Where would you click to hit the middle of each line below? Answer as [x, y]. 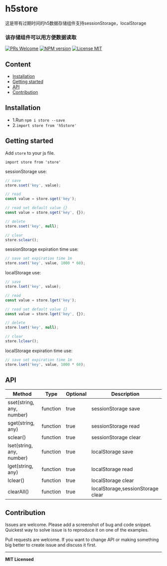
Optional [76, 394]
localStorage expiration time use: [39, 351]
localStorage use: [23, 273]
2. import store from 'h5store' [44, 125]
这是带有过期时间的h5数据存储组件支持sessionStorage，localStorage [76, 23]
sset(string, [21, 403]
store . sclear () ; [22, 240]
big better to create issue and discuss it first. [51, 545]
